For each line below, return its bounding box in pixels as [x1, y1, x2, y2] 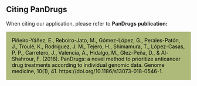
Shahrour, [11, 55, 35, 63]
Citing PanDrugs [6, 5, 67, 15]
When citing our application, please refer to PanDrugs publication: [6, 20, 168, 27]
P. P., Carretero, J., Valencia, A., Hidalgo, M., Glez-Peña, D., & [11, 49, 160, 56]
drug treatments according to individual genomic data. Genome [11, 62, 165, 69]
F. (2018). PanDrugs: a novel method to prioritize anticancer [36, 55, 181, 63]
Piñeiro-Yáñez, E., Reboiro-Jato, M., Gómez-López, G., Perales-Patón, [11, 37, 181, 44]
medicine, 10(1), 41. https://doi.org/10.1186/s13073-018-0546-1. [11, 68, 163, 75]
